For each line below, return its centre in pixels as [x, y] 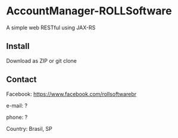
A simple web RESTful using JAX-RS [51, 27]
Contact [21, 80]
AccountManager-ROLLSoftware [89, 11]
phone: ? [17, 117]
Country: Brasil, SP [29, 128]
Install [18, 46]
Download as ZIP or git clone [42, 60]
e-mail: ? [17, 105]
